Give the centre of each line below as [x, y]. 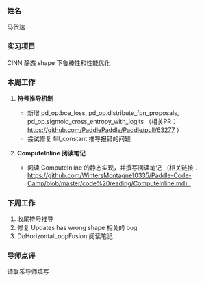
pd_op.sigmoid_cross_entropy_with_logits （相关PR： [102, 121]
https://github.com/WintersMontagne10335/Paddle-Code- [109, 175]
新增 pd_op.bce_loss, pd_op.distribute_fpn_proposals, [103, 113]
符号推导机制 [35, 98]
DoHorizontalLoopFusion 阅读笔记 [65, 236]
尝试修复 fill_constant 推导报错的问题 [79, 138]
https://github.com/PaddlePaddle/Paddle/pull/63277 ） [105, 130]
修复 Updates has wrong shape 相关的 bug [77, 228]
